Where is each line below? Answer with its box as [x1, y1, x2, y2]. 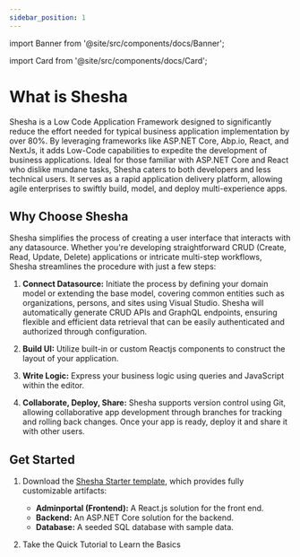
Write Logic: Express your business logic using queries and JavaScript [21, 370, 285, 381]
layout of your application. [21, 353, 119, 364]
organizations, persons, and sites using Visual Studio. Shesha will [21, 298, 264, 309]
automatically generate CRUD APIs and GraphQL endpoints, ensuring [21, 307, 278, 318]
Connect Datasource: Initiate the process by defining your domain [21, 279, 269, 290]
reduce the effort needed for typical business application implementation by [9, 126, 290, 136]
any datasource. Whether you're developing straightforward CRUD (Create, [9, 242, 287, 253]
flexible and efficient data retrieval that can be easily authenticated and [21, 317, 285, 327]
